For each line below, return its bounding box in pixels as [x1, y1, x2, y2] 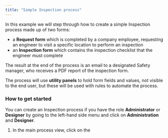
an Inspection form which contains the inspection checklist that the [12, 47, 153, 53]
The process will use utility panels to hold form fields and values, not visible [5, 77, 163, 83]
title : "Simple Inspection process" [5, 7, 82, 13]
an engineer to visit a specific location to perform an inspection [12, 41, 143, 48]
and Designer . [5, 117, 35, 123]
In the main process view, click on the [12, 127, 90, 133]
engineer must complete [12, 52, 63, 58]
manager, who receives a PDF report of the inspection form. [5, 67, 129, 74]
